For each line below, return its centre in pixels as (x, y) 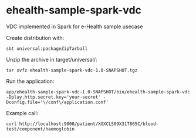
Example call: (22, 113)
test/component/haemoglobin (40, 129)
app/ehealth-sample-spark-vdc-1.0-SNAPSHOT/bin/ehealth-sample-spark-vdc (98, 92)
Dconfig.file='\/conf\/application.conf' (58, 102)
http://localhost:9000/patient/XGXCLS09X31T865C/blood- (89, 124)
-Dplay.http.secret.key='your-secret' (53, 97)
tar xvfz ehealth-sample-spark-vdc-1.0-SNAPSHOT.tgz (72, 70)
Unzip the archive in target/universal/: (52, 59)
